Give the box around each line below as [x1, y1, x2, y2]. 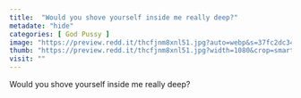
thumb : [9, 46, 34, 55]
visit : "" [9, 54, 47, 63]
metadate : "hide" [9, 21, 74, 30]
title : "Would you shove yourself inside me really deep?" [9, 12, 239, 22]
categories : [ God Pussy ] [9, 29, 110, 38]
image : [9, 37, 34, 47]
